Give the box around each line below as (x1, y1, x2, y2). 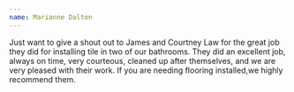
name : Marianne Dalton (9, 12, 93, 22)
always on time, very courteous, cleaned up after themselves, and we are (9, 55, 276, 66)
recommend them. (9, 74, 77, 84)
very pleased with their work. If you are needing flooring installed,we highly (9, 65, 283, 75)
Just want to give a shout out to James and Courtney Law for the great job (9, 37, 280, 47)
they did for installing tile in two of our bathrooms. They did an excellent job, (9, 46, 286, 57)
